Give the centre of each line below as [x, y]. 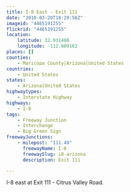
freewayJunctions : [30, 137]
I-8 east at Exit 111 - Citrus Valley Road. [55, 183]
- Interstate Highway [45, 97]
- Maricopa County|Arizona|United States [70, 63]
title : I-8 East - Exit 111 [42, 12]
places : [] [20, 52]
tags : [13, 114]
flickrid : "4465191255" [37, 29]
